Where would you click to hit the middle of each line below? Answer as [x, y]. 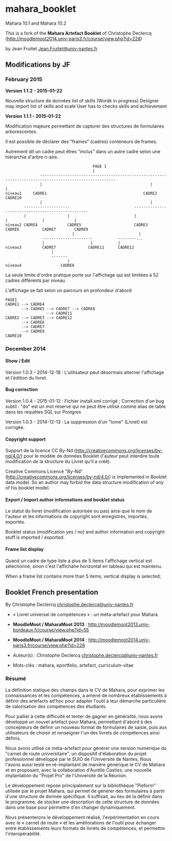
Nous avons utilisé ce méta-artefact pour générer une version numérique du [86, 748]
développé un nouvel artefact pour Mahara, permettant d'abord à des [79, 722]
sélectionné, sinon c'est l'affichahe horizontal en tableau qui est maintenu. [84, 566]
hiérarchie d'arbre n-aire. [32, 157]
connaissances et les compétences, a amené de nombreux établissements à [86, 695]
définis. [13, 738]
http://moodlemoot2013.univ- [119, 624]
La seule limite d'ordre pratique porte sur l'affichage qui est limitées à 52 [82, 275]
